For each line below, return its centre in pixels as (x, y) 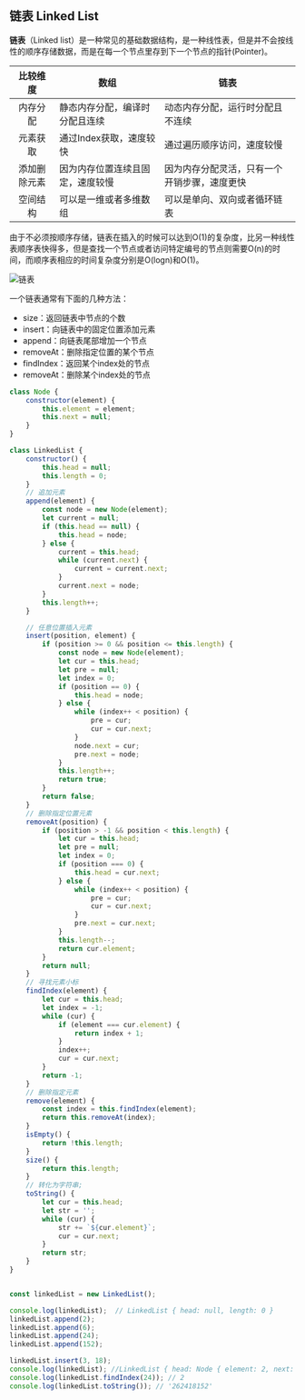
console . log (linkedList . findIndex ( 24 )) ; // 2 (97, 1377)
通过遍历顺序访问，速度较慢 (224, 145)
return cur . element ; (97, 948)
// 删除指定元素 (52, 1092)
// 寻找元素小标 (52, 983)
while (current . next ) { (103, 560)
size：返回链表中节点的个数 (74, 317)
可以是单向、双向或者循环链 (224, 199)
